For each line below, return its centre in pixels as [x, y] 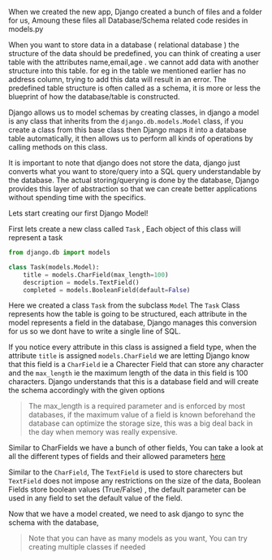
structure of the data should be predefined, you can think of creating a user [135, 53]
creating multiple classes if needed [87, 547]
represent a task [36, 238]
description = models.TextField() [81, 282]
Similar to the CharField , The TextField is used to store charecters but [126, 472]
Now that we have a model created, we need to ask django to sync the [126, 514]
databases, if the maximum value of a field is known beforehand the [142, 415]
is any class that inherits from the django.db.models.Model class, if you [126, 121]
